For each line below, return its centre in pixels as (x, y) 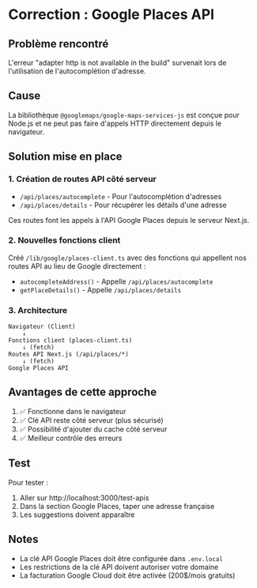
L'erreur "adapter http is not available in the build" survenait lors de (117, 62)
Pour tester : (28, 482)
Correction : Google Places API (111, 15)
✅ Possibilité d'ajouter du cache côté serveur (93, 429)
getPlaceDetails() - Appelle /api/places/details (100, 289)
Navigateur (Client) (42, 327)
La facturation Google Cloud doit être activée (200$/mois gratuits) (127, 575)
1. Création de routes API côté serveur (82, 179)
